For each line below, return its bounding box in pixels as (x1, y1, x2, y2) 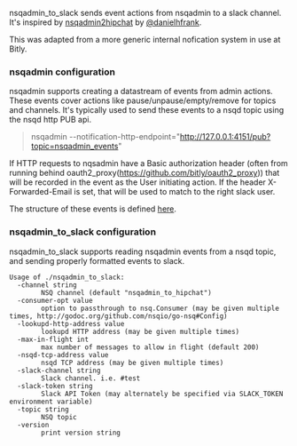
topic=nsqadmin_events (30, 141, 119, 152)
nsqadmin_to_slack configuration (9, 226, 157, 238)
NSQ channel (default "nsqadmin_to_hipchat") (41, 288, 213, 297)
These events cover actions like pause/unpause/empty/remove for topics (9, 95, 277, 106)
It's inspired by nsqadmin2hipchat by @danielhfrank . (9, 17, 202, 28)
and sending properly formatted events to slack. (9, 255, 185, 266)
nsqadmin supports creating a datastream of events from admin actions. (9, 86, 273, 97)
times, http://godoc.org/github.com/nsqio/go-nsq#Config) (9, 311, 228, 321)
